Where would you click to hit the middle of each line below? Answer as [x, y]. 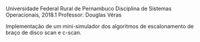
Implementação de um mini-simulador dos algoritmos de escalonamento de [100, 26]
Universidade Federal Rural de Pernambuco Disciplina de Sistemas [89, 9]
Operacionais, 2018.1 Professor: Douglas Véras [64, 15]
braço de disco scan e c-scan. [44, 33]
